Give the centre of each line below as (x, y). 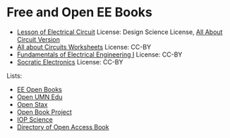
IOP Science (35, 119)
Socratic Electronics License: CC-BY (70, 62)
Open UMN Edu (40, 97)
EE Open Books (40, 89)
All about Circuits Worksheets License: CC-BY (84, 47)
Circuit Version (38, 39)
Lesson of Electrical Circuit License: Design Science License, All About (120, 32)
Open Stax (32, 104)
